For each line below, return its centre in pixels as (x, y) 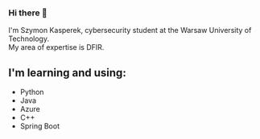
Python (32, 92)
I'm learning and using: (67, 73)
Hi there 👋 (28, 13)
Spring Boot (40, 126)
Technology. (29, 39)
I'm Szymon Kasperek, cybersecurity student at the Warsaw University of (130, 31)
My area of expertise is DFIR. (56, 47)
